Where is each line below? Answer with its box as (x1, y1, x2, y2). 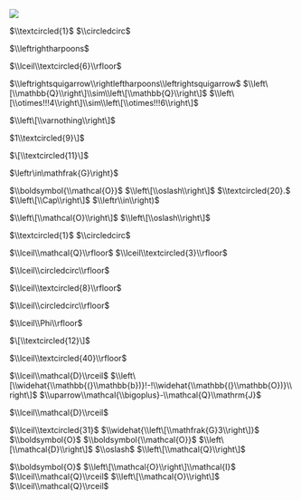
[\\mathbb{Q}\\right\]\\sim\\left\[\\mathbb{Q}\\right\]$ (9, 88, 208, 99)
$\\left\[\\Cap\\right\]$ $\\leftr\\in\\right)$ (9, 195, 160, 206)
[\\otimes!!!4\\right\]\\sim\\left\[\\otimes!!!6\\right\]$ (9, 98, 199, 108)
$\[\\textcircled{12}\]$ (9, 335, 90, 346)
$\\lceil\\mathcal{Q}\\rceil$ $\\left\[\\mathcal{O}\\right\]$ (9, 471, 220, 482)
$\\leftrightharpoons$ (9, 43, 90, 53)
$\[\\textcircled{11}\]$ (9, 150, 89, 160)
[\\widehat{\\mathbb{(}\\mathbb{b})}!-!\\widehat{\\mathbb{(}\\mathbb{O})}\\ (9, 380, 292, 390)
